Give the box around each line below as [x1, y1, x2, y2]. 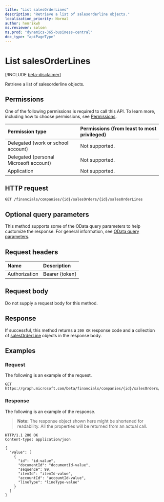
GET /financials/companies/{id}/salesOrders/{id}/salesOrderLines [5, 197, 143, 202]
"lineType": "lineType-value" [18, 480, 80, 484]
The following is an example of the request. [5, 372, 92, 378]
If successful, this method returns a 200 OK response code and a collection [5, 327, 155, 333]
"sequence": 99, [18, 467, 51, 472]
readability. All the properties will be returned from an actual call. [17, 423, 147, 429]
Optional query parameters [5, 210, 89, 218]
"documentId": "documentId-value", [18, 462, 91, 467]
